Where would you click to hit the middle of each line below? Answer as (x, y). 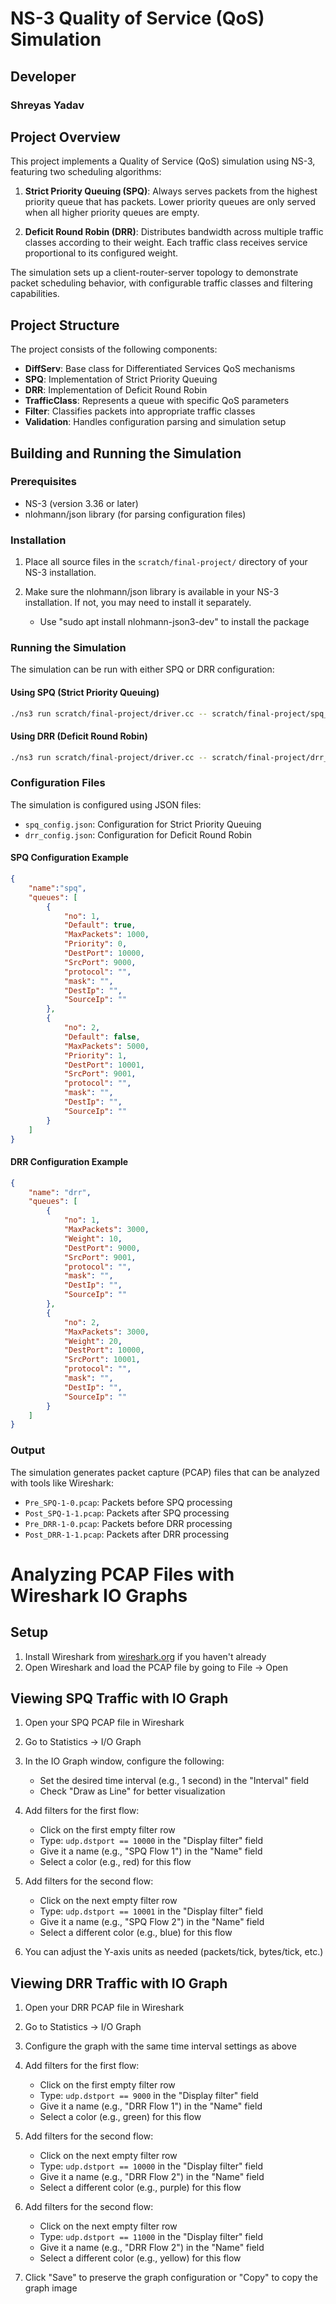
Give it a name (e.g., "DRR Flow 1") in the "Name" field (151, 2106)
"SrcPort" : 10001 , (102, 1360)
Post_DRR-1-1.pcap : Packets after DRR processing (127, 1534)
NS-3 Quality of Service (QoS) (137, 18)
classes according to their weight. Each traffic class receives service (166, 243)
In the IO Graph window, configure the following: (124, 1761)
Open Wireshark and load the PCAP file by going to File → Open (156, 1667)
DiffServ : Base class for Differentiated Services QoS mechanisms (160, 369)
